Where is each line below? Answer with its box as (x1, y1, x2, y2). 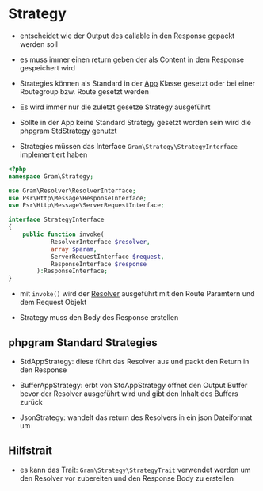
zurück (19, 398, 44, 406)
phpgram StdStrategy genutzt (19, 126, 117, 135)
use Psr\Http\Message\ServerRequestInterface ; (8, 201, 165, 210)
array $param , (50, 245, 97, 253)
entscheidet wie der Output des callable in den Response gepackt (19, 31, 235, 40)
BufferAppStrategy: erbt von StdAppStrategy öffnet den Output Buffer (19, 381, 248, 390)
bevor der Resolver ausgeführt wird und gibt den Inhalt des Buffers (19, 389, 239, 398)
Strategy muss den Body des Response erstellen (19, 313, 179, 322)
